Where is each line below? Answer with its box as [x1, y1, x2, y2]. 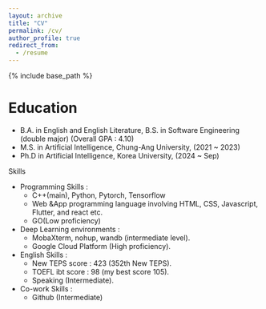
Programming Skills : [19, 182, 88, 191]
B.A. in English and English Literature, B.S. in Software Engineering [19, 125, 240, 134]
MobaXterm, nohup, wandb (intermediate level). [31, 233, 191, 243]
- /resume [15, 49, 48, 57]
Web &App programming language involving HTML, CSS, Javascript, [31, 199, 259, 208]
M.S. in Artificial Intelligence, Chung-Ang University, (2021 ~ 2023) [19, 142, 240, 152]
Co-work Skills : [19, 283, 73, 293]
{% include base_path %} [8, 71, 93, 80]
